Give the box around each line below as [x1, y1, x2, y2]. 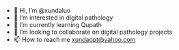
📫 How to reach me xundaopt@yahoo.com [13, 36, 136, 43]
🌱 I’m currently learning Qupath [13, 21, 102, 28]
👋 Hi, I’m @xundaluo [13, 7, 71, 14]
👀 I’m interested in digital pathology [13, 14, 113, 22]
